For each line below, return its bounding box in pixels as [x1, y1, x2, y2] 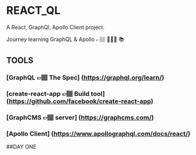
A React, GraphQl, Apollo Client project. [6, 24, 105, 31]
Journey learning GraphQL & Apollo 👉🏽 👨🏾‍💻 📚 [6, 36, 125, 43]
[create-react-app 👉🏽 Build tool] [6, 90, 105, 98]
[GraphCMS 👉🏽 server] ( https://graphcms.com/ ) [6, 113, 154, 122]
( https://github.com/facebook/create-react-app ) [6, 97, 154, 106]
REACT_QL [6, 4, 60, 17]
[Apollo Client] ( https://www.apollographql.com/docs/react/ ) [6, 130, 191, 138]
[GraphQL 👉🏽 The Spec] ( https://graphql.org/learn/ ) [6, 74, 165, 82]
